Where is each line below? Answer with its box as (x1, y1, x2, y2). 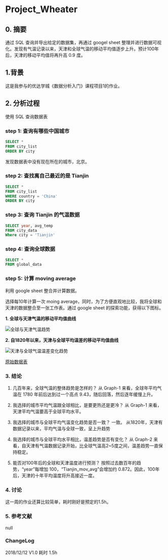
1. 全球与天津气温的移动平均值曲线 (5, 316, 76, 322)
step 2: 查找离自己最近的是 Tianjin (5, 172, 89, 180)
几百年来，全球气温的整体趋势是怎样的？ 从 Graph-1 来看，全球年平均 (12, 384, 158, 391)
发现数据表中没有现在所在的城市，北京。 (5, 158, 90, 164)
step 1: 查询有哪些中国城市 (5, 127, 70, 134)
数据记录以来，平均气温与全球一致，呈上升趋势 (12, 425, 110, 432)
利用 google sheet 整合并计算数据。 (5, 288, 79, 294)
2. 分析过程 (5, 99, 40, 108)
